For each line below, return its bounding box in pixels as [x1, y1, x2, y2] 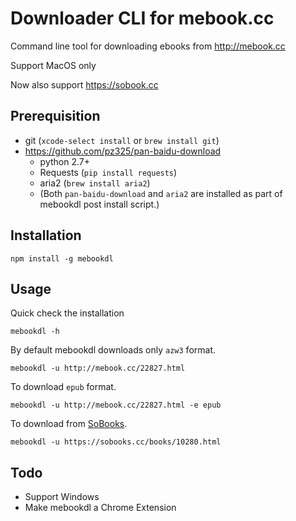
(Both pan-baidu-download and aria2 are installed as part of [39, 187, 283, 199]
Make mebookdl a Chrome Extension [24, 502, 177, 514]
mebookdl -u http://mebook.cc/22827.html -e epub [10, 400, 222, 411]
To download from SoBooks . [10, 418, 128, 430]
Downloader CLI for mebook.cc [10, 7, 275, 30]
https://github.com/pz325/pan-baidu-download [24, 145, 222, 157]
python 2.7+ [39, 155, 90, 167]
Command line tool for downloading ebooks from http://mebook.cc [10, 40, 286, 52]
